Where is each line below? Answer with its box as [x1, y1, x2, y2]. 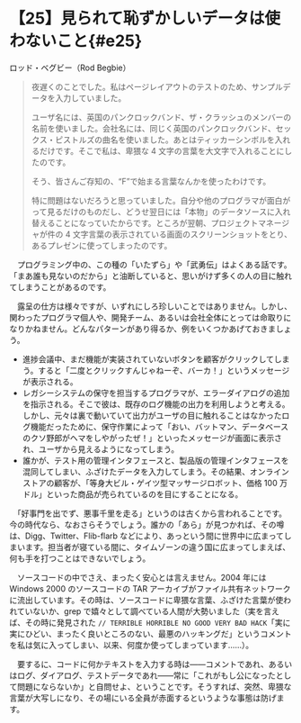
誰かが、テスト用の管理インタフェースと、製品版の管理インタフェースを [22, 455, 289, 465]
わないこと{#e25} [9, 31, 143, 51]
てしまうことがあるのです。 [9, 281, 111, 293]
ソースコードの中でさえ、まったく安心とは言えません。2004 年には [16, 572, 267, 583]
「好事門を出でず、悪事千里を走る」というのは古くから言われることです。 [16, 508, 288, 519]
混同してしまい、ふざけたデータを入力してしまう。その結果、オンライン [22, 465, 290, 477]
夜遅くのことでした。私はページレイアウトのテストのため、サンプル [31, 81, 283, 92]
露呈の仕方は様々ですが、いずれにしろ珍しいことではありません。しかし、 [16, 301, 292, 312]
